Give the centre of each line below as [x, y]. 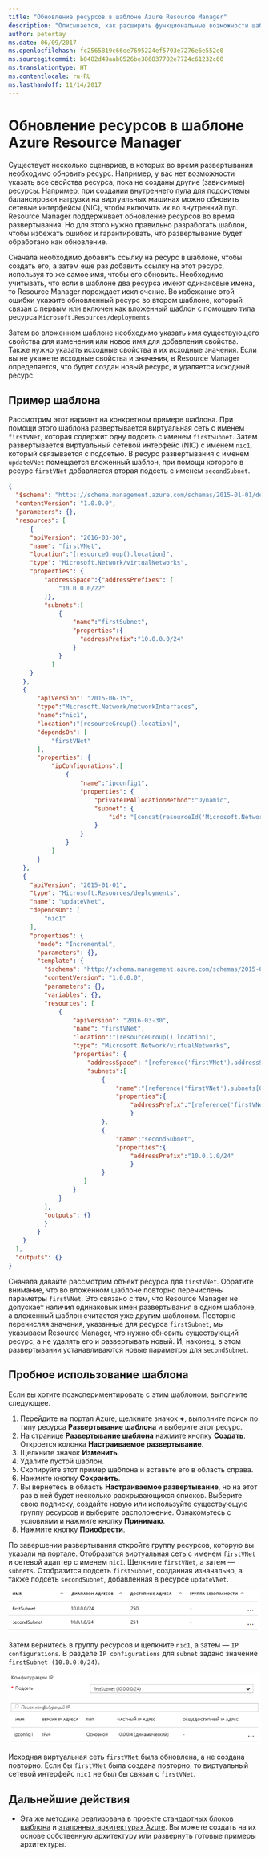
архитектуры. [43, 1844]
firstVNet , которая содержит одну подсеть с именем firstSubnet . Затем [133, 437]
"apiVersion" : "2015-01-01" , [78, 885]
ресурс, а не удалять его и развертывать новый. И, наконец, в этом [125, 1341]
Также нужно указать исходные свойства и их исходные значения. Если [133, 349]
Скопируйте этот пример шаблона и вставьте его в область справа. [137, 1469]
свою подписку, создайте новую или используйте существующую [134, 1504]
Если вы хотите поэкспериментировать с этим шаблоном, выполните [128, 1394]
